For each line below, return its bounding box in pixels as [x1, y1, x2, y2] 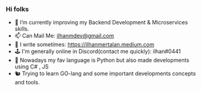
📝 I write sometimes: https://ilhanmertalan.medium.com [14, 41, 154, 48]
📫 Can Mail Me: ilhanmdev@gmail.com [14, 32, 114, 40]
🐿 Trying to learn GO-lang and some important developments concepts [14, 70, 196, 78]
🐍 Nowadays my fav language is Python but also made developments [14, 57, 190, 64]
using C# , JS [14, 63, 49, 70]
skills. [14, 25, 29, 32]
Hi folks [6, 5, 29, 13]
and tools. [14, 79, 40, 86]
